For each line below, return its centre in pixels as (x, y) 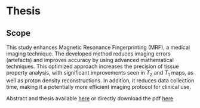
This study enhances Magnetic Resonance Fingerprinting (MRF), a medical (98, 47)
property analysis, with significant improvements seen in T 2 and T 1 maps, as (100, 73)
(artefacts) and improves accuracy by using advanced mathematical (90, 60)
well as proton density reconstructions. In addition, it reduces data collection (100, 80)
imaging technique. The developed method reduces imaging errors (89, 54)
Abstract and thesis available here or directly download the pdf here (90, 98)
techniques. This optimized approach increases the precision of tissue (93, 66)
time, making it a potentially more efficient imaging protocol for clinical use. (99, 87)
